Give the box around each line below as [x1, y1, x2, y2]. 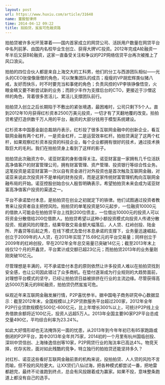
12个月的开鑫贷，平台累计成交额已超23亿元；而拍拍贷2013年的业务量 [13, 246, 154, 252]
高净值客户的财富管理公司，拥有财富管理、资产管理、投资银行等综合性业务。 [5, 162, 160, 168]
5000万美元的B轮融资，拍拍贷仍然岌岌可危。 [9, 282, 101, 288]
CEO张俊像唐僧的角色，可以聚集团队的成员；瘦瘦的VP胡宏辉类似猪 [13, 75, 149, 81]
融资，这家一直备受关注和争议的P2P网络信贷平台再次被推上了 [33, 52, 158, 58]
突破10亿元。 [9, 253, 36, 259]
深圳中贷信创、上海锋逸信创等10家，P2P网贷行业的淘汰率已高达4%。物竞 [5, 340, 154, 346]
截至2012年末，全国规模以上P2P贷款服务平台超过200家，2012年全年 [13, 298, 153, 304]
